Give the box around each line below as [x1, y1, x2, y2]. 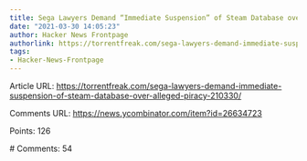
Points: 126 [9, 126, 51, 136]
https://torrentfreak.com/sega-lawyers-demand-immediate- [56, 81, 282, 91]
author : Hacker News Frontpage [9, 30, 129, 39]
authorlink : [9, 38, 55, 48]
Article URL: [9, 81, 55, 91]
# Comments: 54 [9, 143, 73, 154]
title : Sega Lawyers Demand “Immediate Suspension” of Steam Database [9, 13, 284, 23]
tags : [9, 47, 30, 56]
